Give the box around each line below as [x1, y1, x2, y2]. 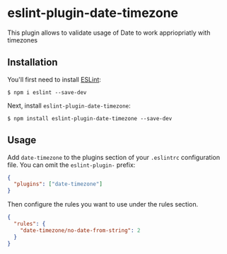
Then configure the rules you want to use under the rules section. [7, 200, 199, 209]
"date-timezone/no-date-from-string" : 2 [20, 226, 141, 234]
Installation [7, 57, 58, 69]
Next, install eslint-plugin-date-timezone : [7, 101, 131, 110]
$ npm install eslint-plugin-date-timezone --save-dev [7, 115, 173, 122]
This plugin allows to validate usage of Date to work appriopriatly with [7, 28, 211, 37]
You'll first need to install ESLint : [7, 75, 101, 83]
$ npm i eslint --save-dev [7, 88, 87, 96]
